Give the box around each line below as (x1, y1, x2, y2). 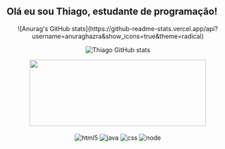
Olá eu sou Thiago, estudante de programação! (6, 6, 218, 18)
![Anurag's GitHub (18, 24, 71, 32)
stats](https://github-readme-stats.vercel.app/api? (71, 24, 218, 32)
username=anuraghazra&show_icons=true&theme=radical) (32, 32, 204, 40)
